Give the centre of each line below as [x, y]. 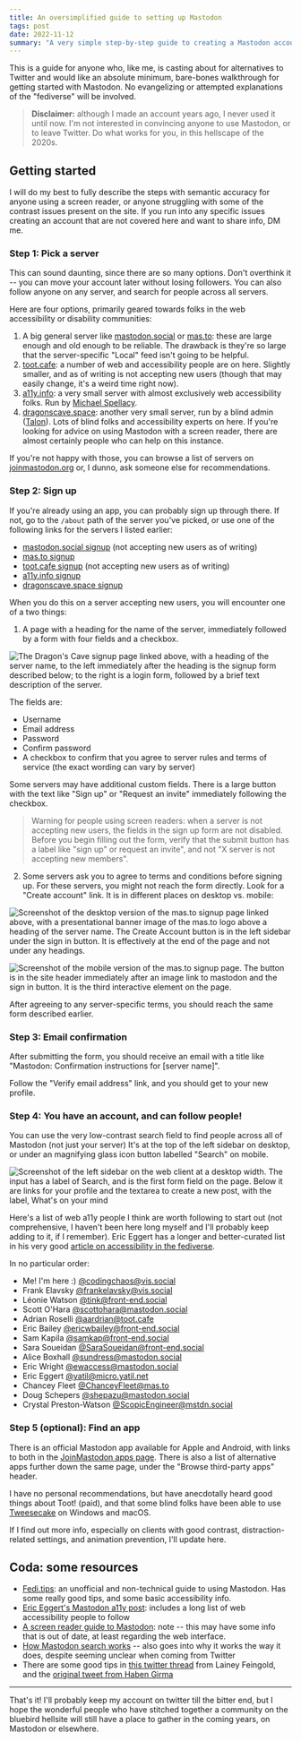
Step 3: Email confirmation [69, 1037]
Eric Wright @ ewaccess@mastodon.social [100, 1367]
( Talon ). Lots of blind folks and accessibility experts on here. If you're [150, 422]
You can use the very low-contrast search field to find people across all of [146, 1136]
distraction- [263, 1530]
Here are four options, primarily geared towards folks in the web [128, 309]
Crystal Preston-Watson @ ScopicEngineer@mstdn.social [127, 1405]
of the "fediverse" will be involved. [73, 97]
